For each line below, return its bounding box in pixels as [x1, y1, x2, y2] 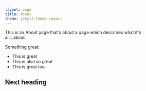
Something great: [5, 44, 40, 50]
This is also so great [12, 59, 53, 65]
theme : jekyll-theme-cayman [5, 16, 62, 21]
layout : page [5, 7, 32, 12]
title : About [5, 12, 32, 17]
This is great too [12, 64, 45, 70]
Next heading [5, 78, 47, 86]
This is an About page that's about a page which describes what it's [5, 30, 141, 36]
